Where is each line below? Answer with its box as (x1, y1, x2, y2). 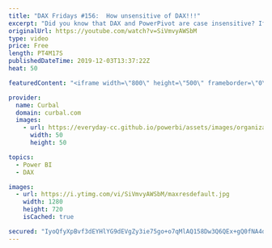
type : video (8, 34, 49, 43)
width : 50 (29, 131, 63, 140)
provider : (8, 94, 42, 102)
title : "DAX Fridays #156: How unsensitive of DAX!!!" (8, 11, 201, 20)
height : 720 (23, 205, 63, 214)
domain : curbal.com (15, 108, 82, 117)
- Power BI (15, 161, 53, 169)
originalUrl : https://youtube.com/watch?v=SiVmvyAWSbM (8, 27, 198, 35)
